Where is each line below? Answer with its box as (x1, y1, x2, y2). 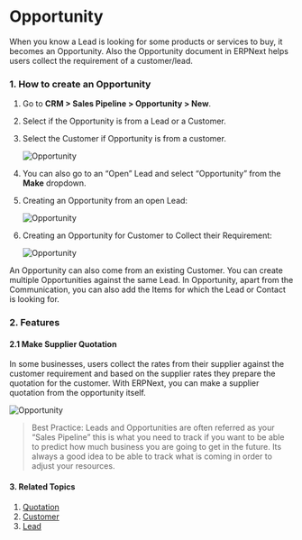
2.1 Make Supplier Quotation (9, 338, 117, 349)
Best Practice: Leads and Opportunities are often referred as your (31, 422, 275, 434)
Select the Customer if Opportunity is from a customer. (22, 133, 227, 144)
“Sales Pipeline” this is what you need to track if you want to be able (31, 432, 285, 443)
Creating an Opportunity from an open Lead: (22, 196, 188, 206)
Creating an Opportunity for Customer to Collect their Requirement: (22, 230, 272, 241)
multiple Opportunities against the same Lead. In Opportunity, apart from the (9, 275, 294, 286)
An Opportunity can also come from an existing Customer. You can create (9, 265, 284, 276)
